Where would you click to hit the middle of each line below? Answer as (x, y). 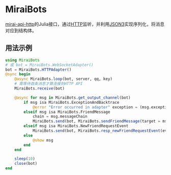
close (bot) (26, 164)
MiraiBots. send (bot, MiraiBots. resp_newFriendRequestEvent (96, 131)
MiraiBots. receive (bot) (40, 89)
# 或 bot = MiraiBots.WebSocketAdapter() (49, 65)
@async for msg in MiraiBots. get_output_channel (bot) (73, 98)
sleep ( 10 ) (25, 159)
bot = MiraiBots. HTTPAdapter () (38, 70)
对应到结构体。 (21, 30)
